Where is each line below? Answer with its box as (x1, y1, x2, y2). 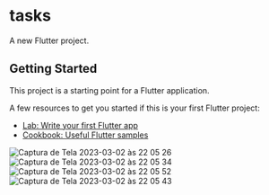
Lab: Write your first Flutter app (22, 120, 139, 130)
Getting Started (9, 61, 98, 76)
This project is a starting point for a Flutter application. (9, 84, 210, 95)
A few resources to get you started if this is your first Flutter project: (9, 102, 260, 113)
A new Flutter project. (9, 35, 90, 46)
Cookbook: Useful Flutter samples (22, 129, 149, 140)
